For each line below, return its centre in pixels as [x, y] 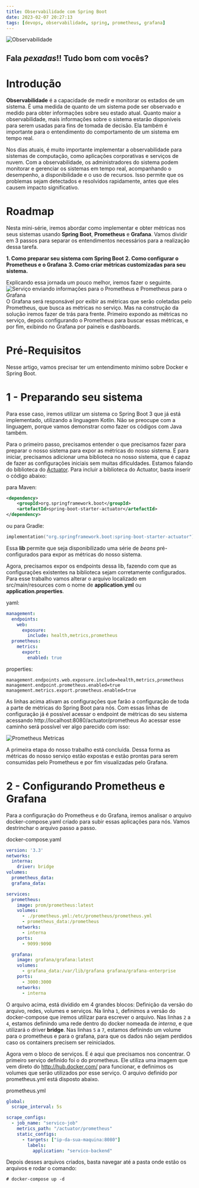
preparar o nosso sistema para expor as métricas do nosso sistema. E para [97, 450]
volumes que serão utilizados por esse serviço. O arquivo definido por [92, 1073]
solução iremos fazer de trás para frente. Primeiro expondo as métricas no [97, 314]
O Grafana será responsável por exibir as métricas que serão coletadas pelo [99, 301]
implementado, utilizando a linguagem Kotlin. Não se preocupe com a [91, 420]
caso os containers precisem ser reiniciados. [61, 1042]
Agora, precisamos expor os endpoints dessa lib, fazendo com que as [92, 566]
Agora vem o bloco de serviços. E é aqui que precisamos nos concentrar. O [98, 1054]
